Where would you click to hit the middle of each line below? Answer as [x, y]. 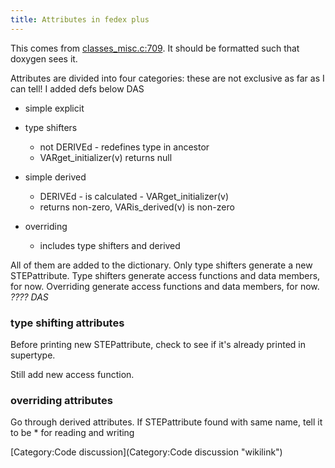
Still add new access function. [72, 374]
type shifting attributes [67, 323]
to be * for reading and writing [72, 433]
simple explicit [54, 108]
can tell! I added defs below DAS [77, 88]
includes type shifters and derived [110, 245]
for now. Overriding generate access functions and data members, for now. [165, 286]
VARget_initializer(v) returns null [106, 157]
